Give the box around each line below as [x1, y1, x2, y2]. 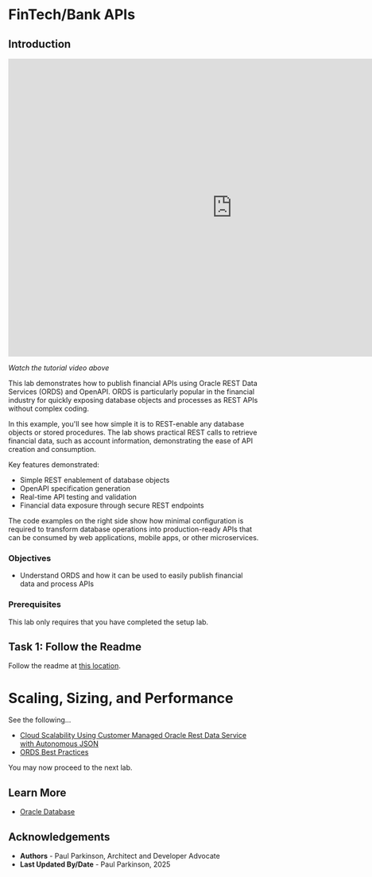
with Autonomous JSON [19, 739, 99, 748]
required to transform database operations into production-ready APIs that [8, 524, 253, 534]
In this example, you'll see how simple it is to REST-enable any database [8, 419, 245, 428]
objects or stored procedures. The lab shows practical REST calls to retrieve [8, 427, 258, 437]
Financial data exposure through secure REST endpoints [19, 500, 204, 510]
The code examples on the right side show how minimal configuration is [8, 516, 244, 525]
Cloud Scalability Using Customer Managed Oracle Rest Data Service [19, 731, 247, 740]
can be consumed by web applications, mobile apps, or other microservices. [8, 533, 259, 542]
